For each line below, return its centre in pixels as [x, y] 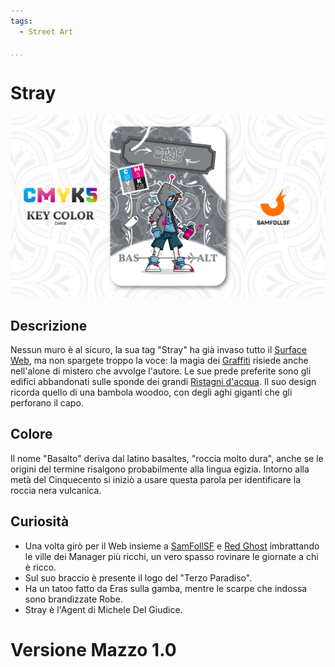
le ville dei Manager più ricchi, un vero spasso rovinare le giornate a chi [171, 556]
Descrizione [49, 325]
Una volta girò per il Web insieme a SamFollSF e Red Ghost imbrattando [172, 546]
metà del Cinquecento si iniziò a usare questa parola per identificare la [156, 479]
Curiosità [40, 521]
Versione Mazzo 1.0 [93, 649]
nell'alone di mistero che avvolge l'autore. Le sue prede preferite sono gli [161, 371]
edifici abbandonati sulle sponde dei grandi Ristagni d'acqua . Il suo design [163, 381]
